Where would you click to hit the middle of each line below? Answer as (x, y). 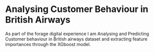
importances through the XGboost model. (48, 44)
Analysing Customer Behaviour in (77, 9)
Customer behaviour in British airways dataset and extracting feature (76, 39)
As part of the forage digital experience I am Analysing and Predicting (77, 33)
